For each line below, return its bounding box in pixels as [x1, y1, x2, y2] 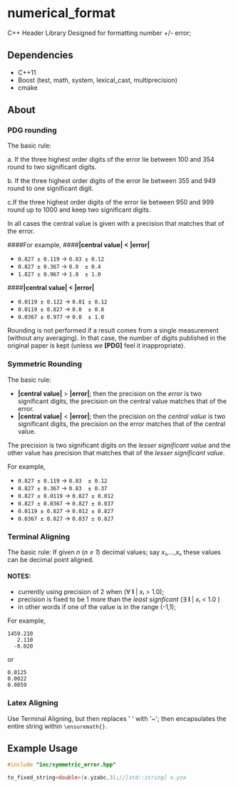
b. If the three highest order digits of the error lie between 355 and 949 [7, 177, 216, 185]
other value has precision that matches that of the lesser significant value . [7, 448, 225, 457]
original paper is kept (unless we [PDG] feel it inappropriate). [7, 341, 186, 350]
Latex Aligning [7, 698, 58, 708]
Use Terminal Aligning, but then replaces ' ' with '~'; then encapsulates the [7, 714, 227, 722]
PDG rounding [7, 125, 57, 135]
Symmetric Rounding [7, 359, 83, 369]
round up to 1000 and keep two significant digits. [7, 205, 151, 214]
